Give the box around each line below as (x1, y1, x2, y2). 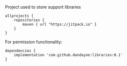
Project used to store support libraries (5, 4, 81, 10)
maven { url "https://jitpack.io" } (22, 22, 97, 27)
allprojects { (5, 14, 34, 18)
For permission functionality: (5, 39, 62, 45)
